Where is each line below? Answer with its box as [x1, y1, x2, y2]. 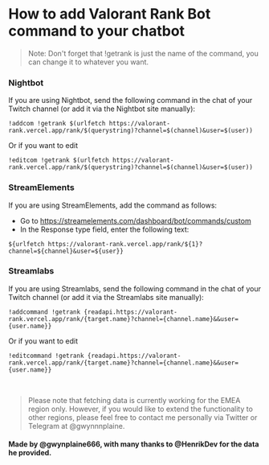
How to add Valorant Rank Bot [8, 5, 211, 23]
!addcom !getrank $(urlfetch [8, 120, 106, 128]
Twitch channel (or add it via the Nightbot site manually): [8, 104, 195, 113]
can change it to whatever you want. [27, 57, 149, 67]
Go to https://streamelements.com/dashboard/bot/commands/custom [19, 216, 251, 225]
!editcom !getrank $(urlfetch [8, 156, 110, 165]
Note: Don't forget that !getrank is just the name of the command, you [27, 48, 259, 58]
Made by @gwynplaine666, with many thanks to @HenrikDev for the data [8, 439, 259, 449]
